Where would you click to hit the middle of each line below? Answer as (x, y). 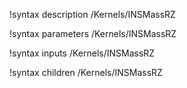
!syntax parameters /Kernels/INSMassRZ (93, 33)
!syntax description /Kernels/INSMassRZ (92, 14)
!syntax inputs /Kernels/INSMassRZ (82, 53)
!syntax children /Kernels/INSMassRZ (86, 72)
